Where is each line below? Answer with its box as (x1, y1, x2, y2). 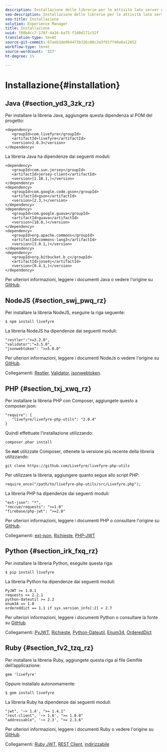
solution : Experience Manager (5, 21, 68, 26)
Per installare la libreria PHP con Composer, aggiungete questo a (5, 398, 138, 404)
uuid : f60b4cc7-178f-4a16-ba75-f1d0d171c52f (5, 30, 99, 35)
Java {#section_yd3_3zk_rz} (5, 99, 95, 108)
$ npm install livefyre (5, 319, 55, 324)
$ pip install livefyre (5, 570, 55, 575)
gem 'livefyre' (5, 672, 37, 677)
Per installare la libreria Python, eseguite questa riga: (5, 560, 113, 566)
